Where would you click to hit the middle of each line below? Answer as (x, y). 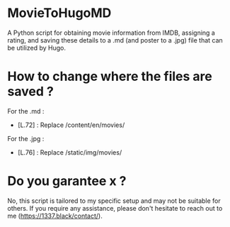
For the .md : (26, 111)
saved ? (31, 92)
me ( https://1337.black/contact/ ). (55, 216)
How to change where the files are (110, 77)
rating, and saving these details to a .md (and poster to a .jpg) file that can (115, 40)
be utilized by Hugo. (36, 48)
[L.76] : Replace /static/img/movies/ (70, 152)
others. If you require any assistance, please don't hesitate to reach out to (115, 208)
